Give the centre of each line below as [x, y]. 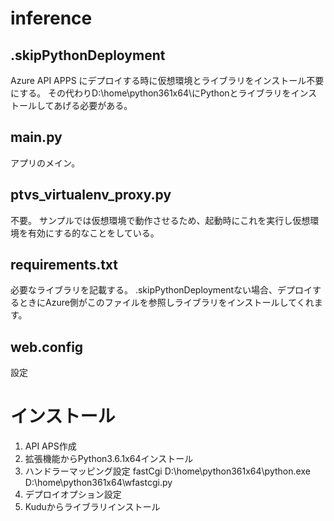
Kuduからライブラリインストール [92, 507]
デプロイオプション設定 [73, 494]
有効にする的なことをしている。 [93, 233]
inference [51, 18]
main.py [36, 137]
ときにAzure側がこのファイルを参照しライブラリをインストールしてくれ [166, 303]
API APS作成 [50, 446]
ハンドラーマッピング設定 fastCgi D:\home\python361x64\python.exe [167, 471]
